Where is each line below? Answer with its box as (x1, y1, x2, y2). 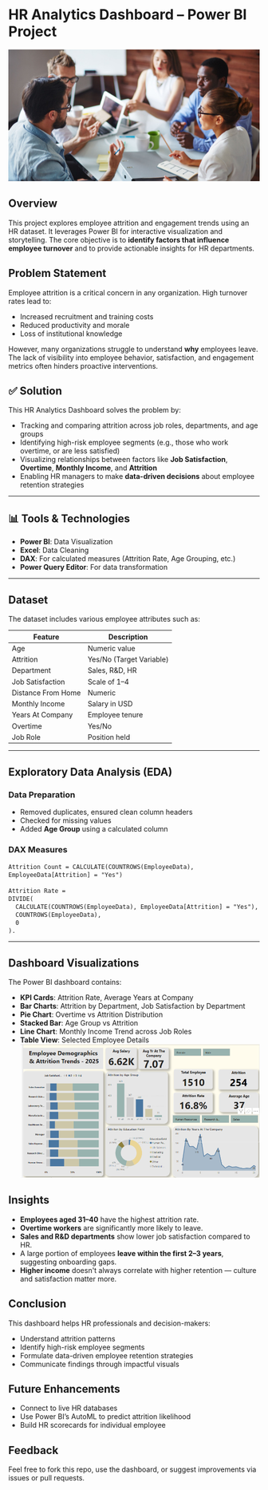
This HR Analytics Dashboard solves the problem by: (8, 405, 181, 415)
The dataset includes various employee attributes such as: (8, 615, 201, 624)
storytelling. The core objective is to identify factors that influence (8, 235, 230, 244)
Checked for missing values (19, 816, 112, 825)
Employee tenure (87, 710, 144, 720)
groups (19, 429, 44, 439)
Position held (87, 732, 130, 741)
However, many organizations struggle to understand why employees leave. (8, 344, 258, 354)
